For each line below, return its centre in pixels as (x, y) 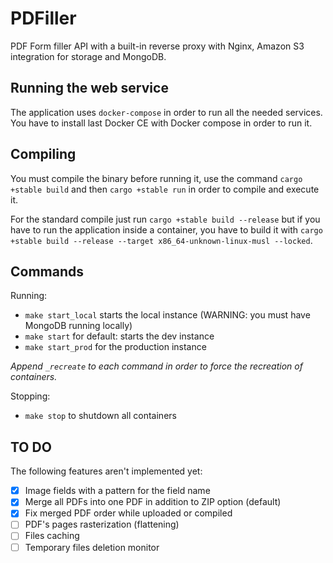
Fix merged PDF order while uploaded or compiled (128, 513)
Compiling (43, 154)
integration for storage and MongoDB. (88, 56)
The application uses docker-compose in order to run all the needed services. (166, 112)
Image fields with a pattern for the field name (117, 491)
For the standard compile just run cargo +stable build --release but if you (165, 219)
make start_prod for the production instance (115, 347)
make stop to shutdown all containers (100, 416)
